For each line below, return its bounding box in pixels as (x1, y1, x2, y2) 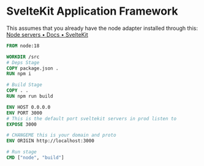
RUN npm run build (6, 93, 53, 99)
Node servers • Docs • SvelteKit (6, 31, 88, 38)
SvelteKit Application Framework (6, 4, 178, 18)
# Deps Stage (6, 59, 40, 65)
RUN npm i (6, 71, 32, 77)
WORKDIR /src (6, 54, 40, 60)
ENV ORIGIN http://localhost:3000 (6, 138, 95, 144)
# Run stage (6, 149, 37, 155)
